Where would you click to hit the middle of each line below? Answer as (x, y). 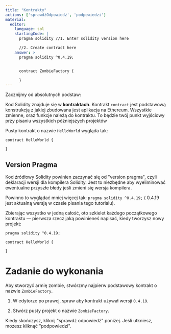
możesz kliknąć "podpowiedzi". (38, 326)
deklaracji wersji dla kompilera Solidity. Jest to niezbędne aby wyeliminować (86, 182)
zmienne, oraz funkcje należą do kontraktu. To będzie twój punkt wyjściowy (85, 115)
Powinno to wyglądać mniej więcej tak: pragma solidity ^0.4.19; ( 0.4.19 (82, 198)
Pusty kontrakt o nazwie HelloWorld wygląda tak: (57, 131)
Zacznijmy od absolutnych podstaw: (43, 94)
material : (16, 19)
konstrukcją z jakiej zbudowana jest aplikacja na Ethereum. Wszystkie (79, 110)
